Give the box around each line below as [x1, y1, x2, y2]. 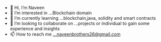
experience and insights [10, 26, 60, 32]
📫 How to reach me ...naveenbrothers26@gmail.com [10, 31, 121, 37]
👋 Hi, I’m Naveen [10, 5, 45, 10]
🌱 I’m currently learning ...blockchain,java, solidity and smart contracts [10, 15, 156, 21]
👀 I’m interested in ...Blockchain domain [10, 10, 92, 16]
